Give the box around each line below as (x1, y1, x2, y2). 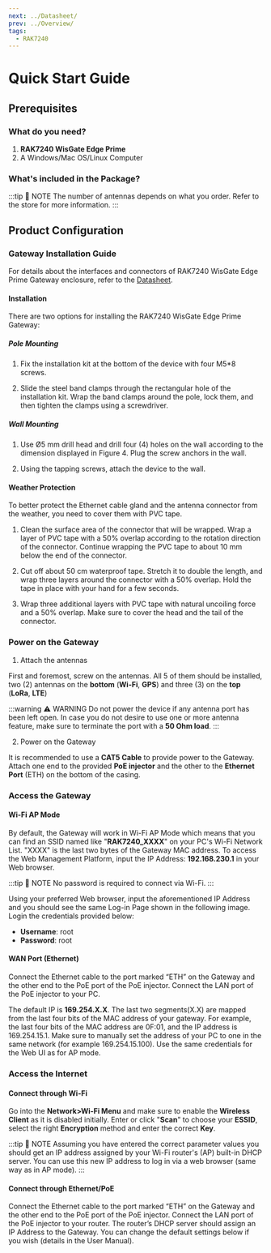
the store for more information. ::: (8, 200, 119, 210)
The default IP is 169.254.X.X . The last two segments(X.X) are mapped (8, 1005, 247, 1015)
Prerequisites (8, 101, 78, 115)
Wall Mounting (8, 419, 59, 429)
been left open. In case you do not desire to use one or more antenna (8, 712, 239, 722)
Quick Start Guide (8, 70, 131, 88)
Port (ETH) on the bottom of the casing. (8, 769, 141, 779)
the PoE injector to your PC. (8, 990, 101, 999)
